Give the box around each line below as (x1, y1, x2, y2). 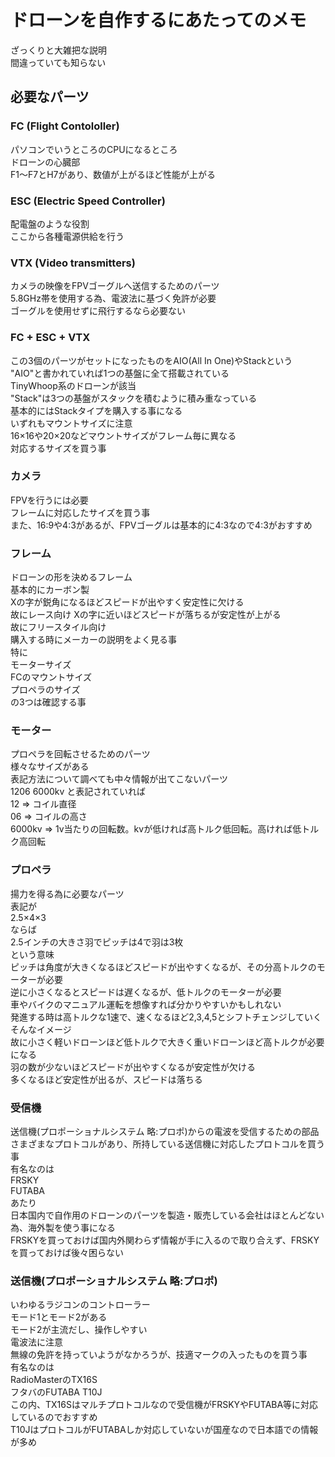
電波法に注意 (10, 1336, 63, 1348)
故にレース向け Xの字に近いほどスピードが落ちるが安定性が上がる (10, 609, 282, 621)
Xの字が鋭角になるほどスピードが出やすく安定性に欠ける (10, 596, 245, 608)
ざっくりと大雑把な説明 (10, 44, 107, 56)
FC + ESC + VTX (10, 331, 91, 345)
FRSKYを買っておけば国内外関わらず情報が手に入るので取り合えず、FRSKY (10, 1234, 320, 1246)
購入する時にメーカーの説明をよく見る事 (10, 634, 177, 646)
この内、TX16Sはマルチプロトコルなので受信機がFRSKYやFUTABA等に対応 (10, 1399, 319, 1411)
